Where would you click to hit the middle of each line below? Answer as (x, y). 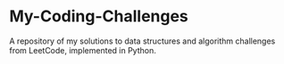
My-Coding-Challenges (99, 16)
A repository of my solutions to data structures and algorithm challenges (142, 41)
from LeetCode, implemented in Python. (83, 50)
